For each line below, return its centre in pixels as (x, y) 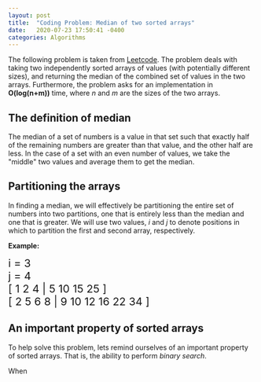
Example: (24, 245)
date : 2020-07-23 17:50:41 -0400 (66, 30)
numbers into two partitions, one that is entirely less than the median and (126, 214)
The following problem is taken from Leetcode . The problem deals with (123, 60)
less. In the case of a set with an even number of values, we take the (119, 153)
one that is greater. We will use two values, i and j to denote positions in (124, 222)
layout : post (29, 15)
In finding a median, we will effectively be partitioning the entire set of (121, 205)
